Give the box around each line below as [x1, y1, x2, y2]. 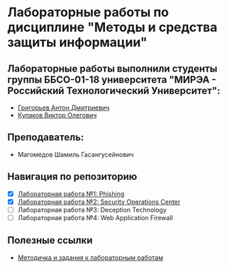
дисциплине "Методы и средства [7, 19, 218, 35]
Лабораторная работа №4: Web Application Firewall [17, 213, 173, 222]
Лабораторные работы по [7, 4, 169, 21]
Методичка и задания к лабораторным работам [17, 253, 163, 262]
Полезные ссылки [7, 234, 93, 246]
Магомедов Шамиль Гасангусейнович [17, 150, 134, 159]
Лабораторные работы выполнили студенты [7, 62, 218, 74]
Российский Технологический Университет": [7, 84, 221, 96]
